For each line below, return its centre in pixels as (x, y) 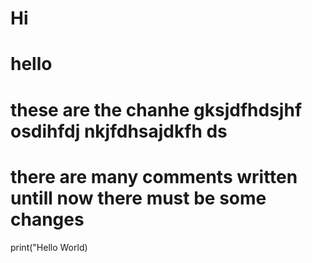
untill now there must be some (138, 198)
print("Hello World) (49, 247)
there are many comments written (154, 176)
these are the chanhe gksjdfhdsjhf (156, 109)
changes (47, 219)
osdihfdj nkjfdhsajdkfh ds (119, 131)
